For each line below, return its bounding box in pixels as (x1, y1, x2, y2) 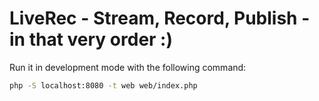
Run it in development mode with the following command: (9, 61, 247, 73)
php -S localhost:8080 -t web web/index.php (9, 80, 198, 91)
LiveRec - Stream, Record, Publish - (9, 7, 311, 30)
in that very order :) (9, 28, 173, 51)
